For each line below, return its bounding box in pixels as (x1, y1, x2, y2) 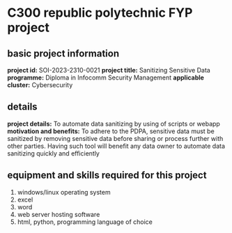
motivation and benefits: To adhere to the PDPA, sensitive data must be (7, 127, 215, 135)
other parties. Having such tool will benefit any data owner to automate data (7, 142, 225, 150)
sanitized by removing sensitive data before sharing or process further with (7, 134, 224, 142)
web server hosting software (17, 210, 100, 218)
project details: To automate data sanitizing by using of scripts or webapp (7, 119, 221, 128)
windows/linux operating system (17, 188, 111, 196)
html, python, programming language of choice (17, 218, 153, 226)
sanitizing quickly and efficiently (7, 149, 100, 158)
